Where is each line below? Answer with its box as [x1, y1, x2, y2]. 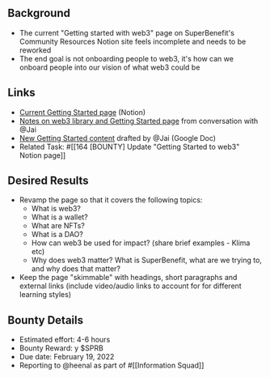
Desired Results [7, 174, 90, 188]
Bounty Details [7, 313, 84, 327]
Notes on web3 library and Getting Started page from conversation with [19, 116, 259, 125]
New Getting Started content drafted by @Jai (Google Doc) [19, 133, 216, 142]
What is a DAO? [31, 230, 84, 240]
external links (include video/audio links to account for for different [19, 281, 242, 291]
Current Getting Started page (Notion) [19, 107, 146, 117]
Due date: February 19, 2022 [19, 352, 115, 362]
